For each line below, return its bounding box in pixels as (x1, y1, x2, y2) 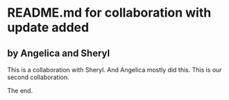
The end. (7, 87, 33, 94)
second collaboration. (7, 73, 69, 81)
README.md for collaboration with (7, 5, 212, 21)
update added (7, 19, 90, 35)
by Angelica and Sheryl (7, 47, 110, 59)
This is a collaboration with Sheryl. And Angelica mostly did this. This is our (7, 66, 222, 74)
